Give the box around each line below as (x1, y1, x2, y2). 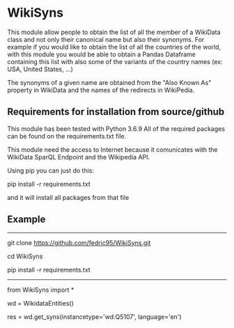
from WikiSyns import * (7, 286, 75, 294)
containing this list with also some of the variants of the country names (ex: (7, 57, 223, 65)
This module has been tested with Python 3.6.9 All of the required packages (7, 124, 225, 133)
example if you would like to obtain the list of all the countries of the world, (7, 42, 221, 51)
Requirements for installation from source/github (7, 106, 225, 118)
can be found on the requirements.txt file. (7, 132, 127, 140)
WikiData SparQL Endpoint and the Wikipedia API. (7, 153, 150, 161)
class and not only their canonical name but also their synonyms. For (7, 35, 205, 43)
